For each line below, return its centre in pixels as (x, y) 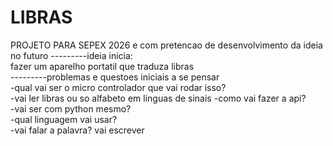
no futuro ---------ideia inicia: (71, 55)
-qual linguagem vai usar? (64, 119)
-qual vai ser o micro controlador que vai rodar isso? (118, 87)
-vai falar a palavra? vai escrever (77, 130)
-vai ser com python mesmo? (71, 108)
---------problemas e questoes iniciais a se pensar (115, 77)
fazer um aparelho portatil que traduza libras (102, 66)
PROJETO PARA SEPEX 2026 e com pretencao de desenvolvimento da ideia (166, 45)
